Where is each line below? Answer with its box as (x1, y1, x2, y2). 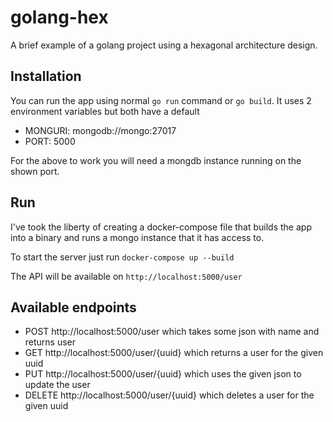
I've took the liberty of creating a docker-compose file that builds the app (10, 221, 312, 233)
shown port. (10, 165, 60, 177)
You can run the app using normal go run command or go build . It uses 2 (10, 94, 312, 106)
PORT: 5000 (24, 135, 76, 147)
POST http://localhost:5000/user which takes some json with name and (24, 326, 320, 338)
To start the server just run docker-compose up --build (10, 251, 235, 263)
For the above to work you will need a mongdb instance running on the (10, 154, 302, 166)
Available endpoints (10, 299, 137, 316)
